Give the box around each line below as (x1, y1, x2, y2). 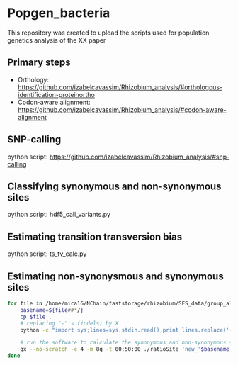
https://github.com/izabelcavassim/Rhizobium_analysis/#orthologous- (17, 83, 223, 91)
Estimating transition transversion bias (7, 230, 183, 242)
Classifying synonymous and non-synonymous (7, 180, 222, 192)
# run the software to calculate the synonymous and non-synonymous (20, 339, 227, 347)
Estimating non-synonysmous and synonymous (7, 270, 225, 282)
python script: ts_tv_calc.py (7, 249, 87, 258)
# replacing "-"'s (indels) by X (20, 320, 119, 327)
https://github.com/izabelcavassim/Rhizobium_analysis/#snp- (49, 152, 230, 161)
